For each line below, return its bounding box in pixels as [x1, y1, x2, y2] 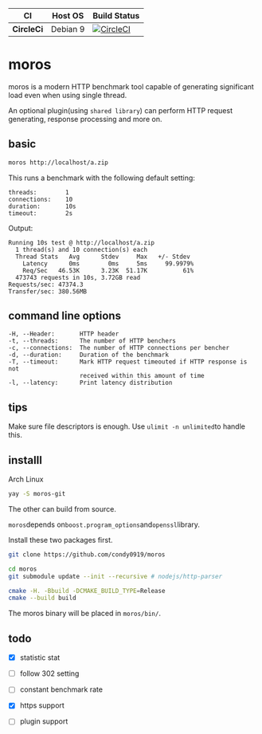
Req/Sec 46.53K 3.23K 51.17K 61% [22, 266, 194, 274]
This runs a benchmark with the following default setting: [8, 173, 195, 183]
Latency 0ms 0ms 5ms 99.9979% [22, 259, 194, 268]
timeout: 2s [8, 209, 73, 218]
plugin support [19, 716, 68, 726]
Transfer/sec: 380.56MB [8, 287, 88, 296]
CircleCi [12, 24, 44, 34]
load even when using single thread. [8, 90, 127, 100]
